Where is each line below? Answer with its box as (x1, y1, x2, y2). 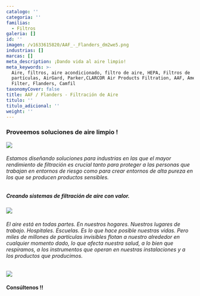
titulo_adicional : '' (6, 102, 60, 109)
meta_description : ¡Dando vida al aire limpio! (6, 58, 127, 64)
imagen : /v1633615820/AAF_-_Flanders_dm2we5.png (6, 42, 129, 48)
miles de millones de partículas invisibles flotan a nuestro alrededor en (6, 233, 180, 240)
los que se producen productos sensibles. (6, 174, 109, 181)
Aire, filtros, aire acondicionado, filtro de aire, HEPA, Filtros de (11, 70, 190, 76)
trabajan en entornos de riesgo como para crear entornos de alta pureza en (6, 167, 193, 175)
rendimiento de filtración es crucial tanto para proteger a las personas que (6, 161, 190, 169)
